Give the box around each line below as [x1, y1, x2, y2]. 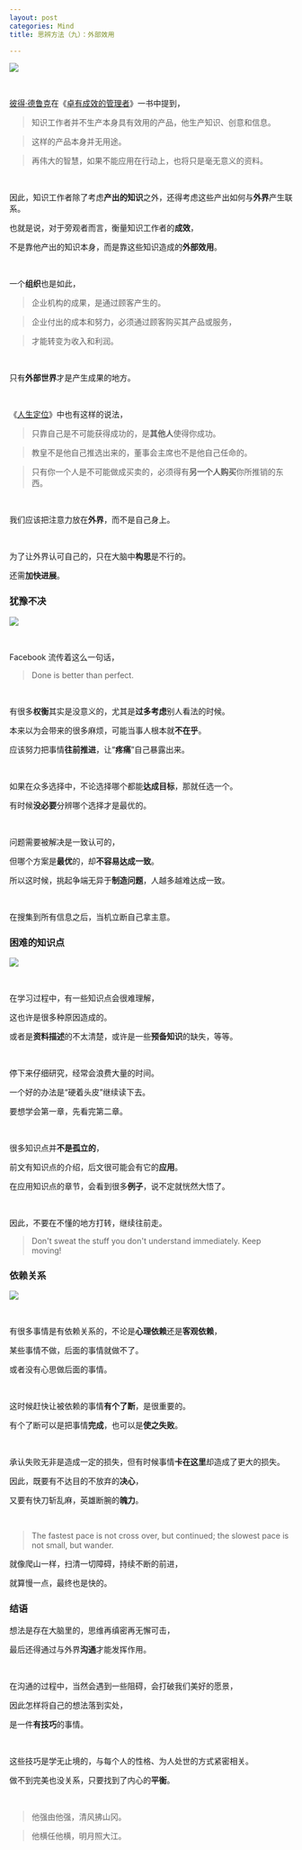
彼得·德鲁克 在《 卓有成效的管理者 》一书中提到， [9, 98, 186, 109]
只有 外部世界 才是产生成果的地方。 [9, 372, 136, 383]
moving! [31, 1245, 62, 1256]
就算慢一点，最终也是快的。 [9, 1578, 112, 1589]
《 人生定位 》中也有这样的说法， [9, 409, 128, 420]
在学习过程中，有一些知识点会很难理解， [9, 993, 159, 1003]
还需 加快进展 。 [9, 570, 65, 582]
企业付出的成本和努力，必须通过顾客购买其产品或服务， [31, 316, 236, 327]
